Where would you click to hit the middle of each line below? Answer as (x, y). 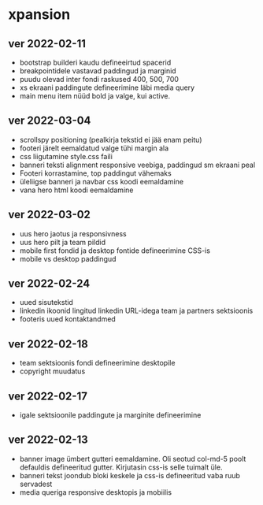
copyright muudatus (52, 371)
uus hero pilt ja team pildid (63, 242)
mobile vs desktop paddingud (68, 258)
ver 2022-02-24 (49, 284)
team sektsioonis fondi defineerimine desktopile (97, 363)
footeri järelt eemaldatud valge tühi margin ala (94, 148)
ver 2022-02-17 (48, 396)
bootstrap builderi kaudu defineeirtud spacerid (95, 62)
